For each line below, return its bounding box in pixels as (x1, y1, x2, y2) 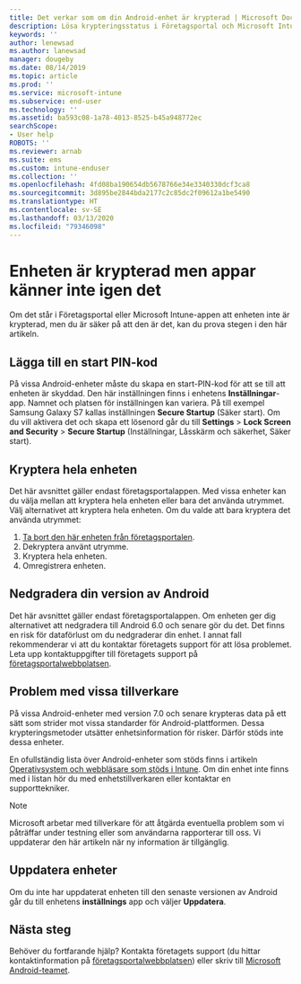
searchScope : (9, 122, 58, 131)
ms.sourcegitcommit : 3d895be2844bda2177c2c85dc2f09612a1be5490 (9, 189, 251, 198)
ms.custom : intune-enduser (9, 164, 110, 173)
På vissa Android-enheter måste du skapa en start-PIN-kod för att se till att (9, 378, 286, 389)
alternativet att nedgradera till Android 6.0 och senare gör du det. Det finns (9, 619, 285, 630)
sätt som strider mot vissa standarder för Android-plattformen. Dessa (9, 717, 265, 728)
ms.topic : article (9, 72, 78, 81)
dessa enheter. (9, 736, 64, 747)
